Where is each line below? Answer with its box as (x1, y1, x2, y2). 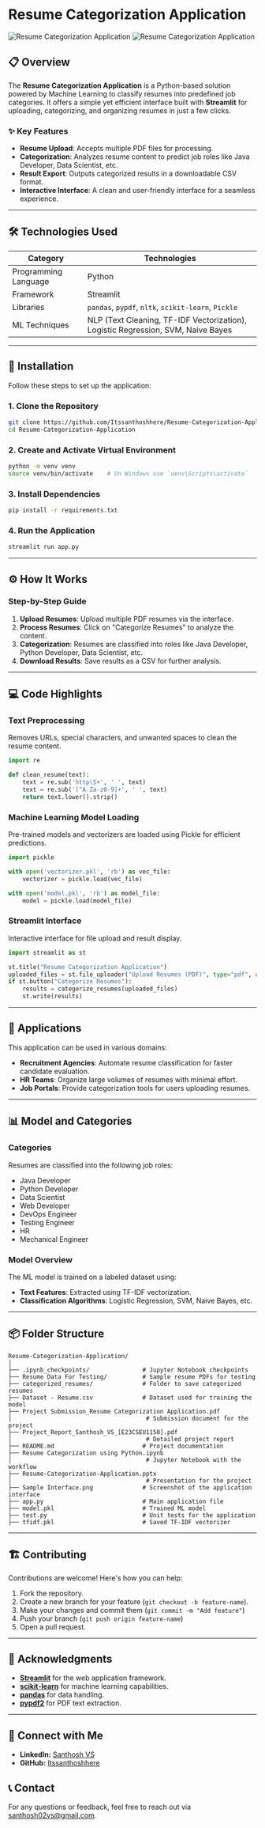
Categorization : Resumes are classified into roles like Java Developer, (19, 639, 248, 649)
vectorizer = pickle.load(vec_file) (22, 875, 144, 883)
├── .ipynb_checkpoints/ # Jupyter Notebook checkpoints (8, 1366, 248, 1374)
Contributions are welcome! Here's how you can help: (8, 1573, 183, 1583)
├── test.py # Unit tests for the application (8, 1511, 256, 1520)
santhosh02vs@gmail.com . (8, 1810, 97, 1820)
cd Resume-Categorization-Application (8, 426, 136, 433)
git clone (8, 418, 41, 426)
